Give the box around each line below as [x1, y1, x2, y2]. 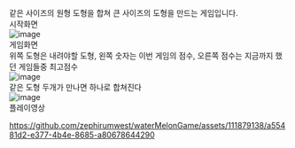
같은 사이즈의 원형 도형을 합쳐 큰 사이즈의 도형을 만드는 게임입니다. [9, 8, 238, 18]
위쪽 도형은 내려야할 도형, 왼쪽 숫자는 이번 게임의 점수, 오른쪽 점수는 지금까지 [9, 51, 274, 60]
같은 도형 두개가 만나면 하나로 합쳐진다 [9, 82, 142, 92]
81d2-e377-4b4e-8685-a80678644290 [9, 129, 155, 140]
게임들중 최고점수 [18, 61, 78, 72]
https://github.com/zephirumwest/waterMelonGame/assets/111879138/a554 [9, 121, 286, 130]
